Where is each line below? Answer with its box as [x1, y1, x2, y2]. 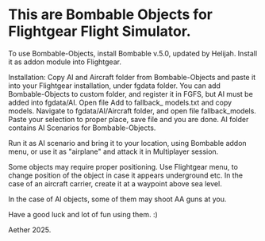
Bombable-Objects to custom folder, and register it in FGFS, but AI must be [8, 89, 254, 98]
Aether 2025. [8, 224, 52, 235]
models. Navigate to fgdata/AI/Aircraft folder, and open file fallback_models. [8, 105, 256, 116]
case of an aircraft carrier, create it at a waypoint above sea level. [8, 178, 222, 188]
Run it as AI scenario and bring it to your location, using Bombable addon [8, 138, 248, 147]
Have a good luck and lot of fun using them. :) [8, 209, 159, 219]
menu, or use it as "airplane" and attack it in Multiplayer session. [8, 147, 219, 156]
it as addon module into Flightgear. [8, 57, 121, 67]
